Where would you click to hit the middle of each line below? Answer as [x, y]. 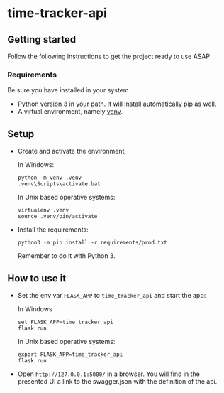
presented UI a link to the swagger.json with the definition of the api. [117, 381]
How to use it [37, 278]
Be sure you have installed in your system [68, 90]
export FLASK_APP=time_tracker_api [70, 354]
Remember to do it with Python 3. [66, 256]
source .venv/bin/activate [57, 217]
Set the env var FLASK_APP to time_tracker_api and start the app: [112, 295]
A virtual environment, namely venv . [70, 112]
